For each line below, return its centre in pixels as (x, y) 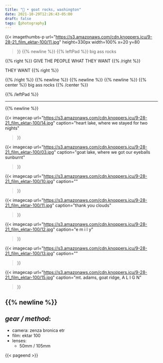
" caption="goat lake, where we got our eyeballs (102, 152)
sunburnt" (15, 157)
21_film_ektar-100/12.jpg (29, 230)
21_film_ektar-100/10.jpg (29, 181)
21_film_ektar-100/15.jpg (29, 277)
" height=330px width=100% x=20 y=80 (99, 42)
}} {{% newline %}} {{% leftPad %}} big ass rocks (66, 52)
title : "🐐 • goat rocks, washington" (43, 9)
